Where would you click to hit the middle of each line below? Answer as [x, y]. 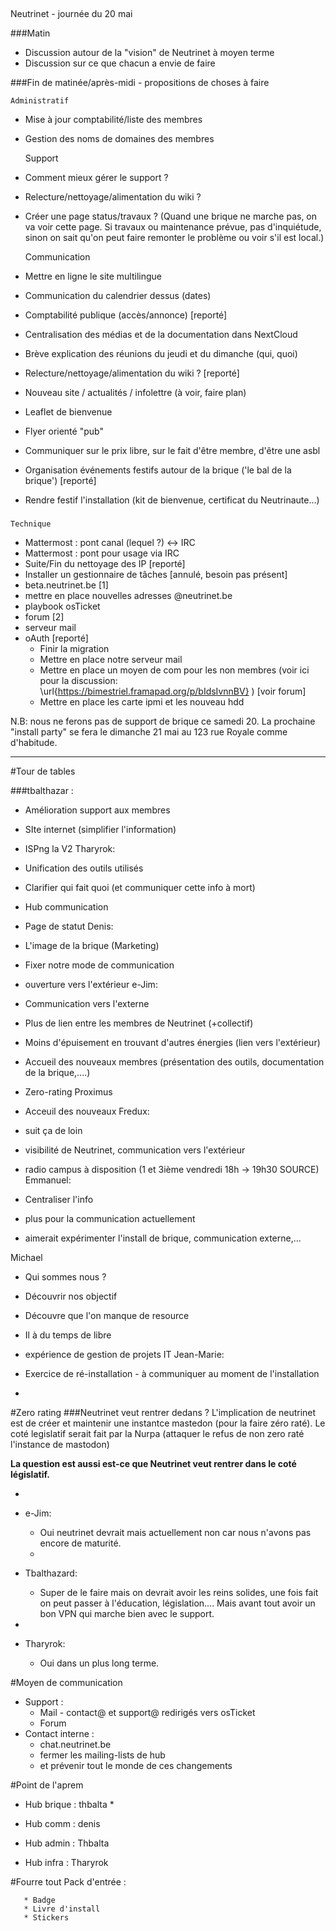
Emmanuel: [48, 1180]
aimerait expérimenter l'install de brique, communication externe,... [163, 1238]
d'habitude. [34, 743]
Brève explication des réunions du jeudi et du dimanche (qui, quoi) [161, 354]
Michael [26, 1258]
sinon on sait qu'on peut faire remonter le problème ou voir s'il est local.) [174, 238]
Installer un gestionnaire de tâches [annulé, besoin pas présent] [156, 575]
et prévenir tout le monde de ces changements [136, 1766]
